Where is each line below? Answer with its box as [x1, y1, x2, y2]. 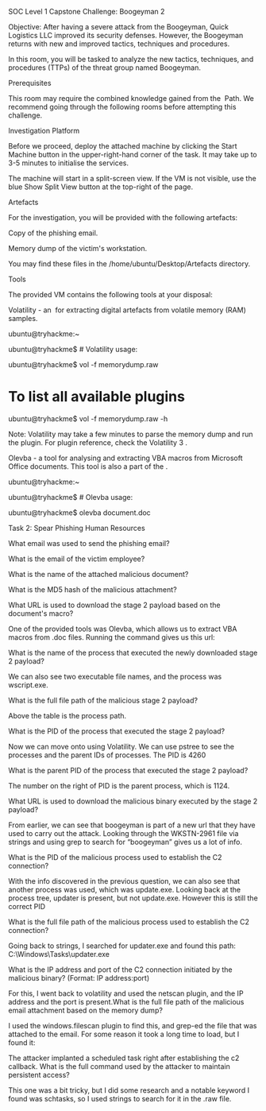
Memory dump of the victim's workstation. [8, 244, 148, 253]
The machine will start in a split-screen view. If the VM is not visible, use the [8, 174, 256, 183]
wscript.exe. [8, 679, 49, 690]
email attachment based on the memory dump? [8, 1005, 163, 1015]
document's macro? [8, 608, 74, 618]
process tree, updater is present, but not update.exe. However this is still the [8, 893, 258, 903]
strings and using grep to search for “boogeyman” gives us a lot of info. [8, 837, 242, 846]
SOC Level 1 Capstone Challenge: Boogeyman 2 [8, 7, 165, 16]
